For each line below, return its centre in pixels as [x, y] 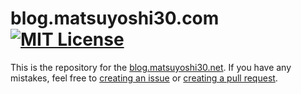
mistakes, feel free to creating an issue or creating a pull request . [144, 78]
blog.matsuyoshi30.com [115, 18]
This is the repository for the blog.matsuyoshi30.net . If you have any [151, 67]
